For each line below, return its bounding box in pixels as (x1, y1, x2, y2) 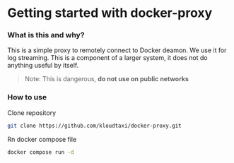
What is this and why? (7, 30, 85, 40)
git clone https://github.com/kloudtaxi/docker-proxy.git (7, 122, 182, 129)
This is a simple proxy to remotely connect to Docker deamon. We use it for (7, 46, 227, 54)
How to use (7, 92, 47, 102)
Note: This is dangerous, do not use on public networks (24, 75, 189, 83)
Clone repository (7, 108, 57, 117)
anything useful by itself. (7, 61, 79, 70)
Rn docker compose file (7, 135, 77, 143)
